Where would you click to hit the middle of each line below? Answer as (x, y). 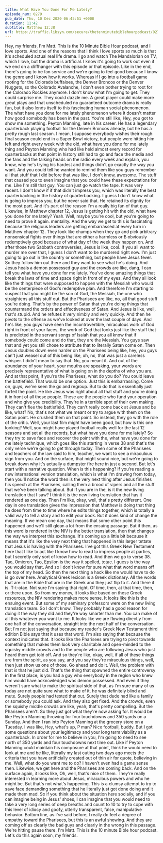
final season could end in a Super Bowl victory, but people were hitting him (80, 139)
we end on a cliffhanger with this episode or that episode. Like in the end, (78, 67)
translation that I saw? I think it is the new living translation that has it (73, 495)
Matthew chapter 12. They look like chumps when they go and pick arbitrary (81, 232)
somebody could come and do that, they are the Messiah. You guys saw (77, 340)
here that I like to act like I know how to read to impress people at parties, (78, 551)
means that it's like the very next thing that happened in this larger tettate (78, 541)
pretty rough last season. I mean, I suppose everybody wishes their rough (79, 134)
